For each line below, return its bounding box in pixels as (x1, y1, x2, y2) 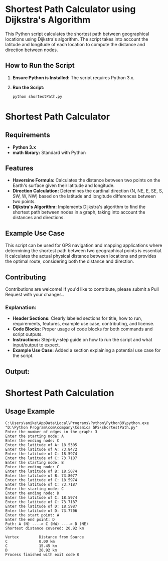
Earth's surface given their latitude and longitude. (12, 182, 115, 189)
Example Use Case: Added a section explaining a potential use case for (12, 347, 161, 353)
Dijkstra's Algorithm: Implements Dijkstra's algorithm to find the (12, 204, 146, 210)
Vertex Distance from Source (5, 534, 84, 539)
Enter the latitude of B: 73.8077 (5, 473, 78, 478)
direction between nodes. (5, 47, 58, 53)
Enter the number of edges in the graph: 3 (5, 429, 98, 434)
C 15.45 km (5, 543, 57, 548)
